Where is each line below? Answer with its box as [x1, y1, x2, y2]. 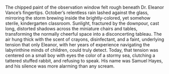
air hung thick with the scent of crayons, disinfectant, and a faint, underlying [5, 36, 164, 42]
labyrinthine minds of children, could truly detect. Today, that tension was [5, 47, 158, 53]
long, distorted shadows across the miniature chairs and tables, [5, 26, 138, 32]
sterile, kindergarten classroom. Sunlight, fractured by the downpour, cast [5, 20, 159, 26]
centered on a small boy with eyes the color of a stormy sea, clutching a [5, 52, 155, 58]
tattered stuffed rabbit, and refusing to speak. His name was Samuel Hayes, [5, 58, 163, 63]
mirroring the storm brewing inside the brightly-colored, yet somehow [5, 15, 151, 21]
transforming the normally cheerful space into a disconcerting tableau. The [5, 31, 162, 37]
